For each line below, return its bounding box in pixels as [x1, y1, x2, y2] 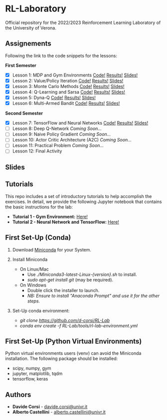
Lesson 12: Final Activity [12, 148, 62, 154]
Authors [5, 390, 31, 399]
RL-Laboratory [5, 3, 66, 14]
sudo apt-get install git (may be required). [27, 276, 114, 282]
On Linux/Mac [19, 266, 49, 272]
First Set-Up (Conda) [5, 233, 71, 242]
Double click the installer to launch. [27, 287, 100, 293]
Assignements [5, 39, 51, 48]
